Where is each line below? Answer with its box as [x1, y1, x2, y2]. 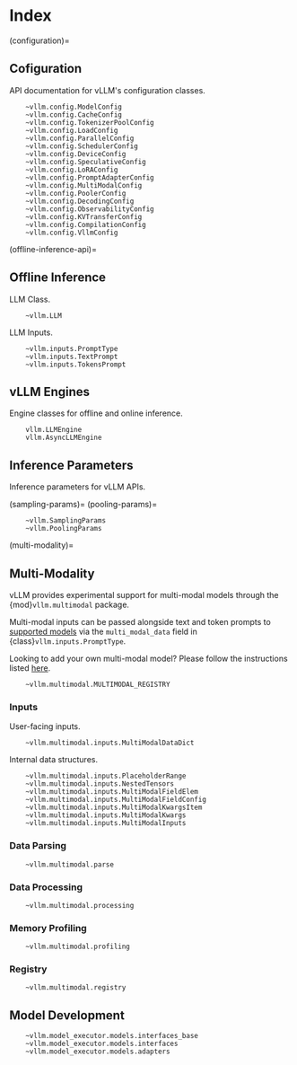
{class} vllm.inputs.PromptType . [9, 636, 127, 647]
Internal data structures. [9, 754, 99, 765]
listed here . [9, 663, 51, 673]
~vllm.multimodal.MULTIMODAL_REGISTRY [25, 680, 170, 689]
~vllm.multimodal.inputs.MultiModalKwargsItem [25, 803, 203, 813]
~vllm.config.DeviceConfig [25, 149, 127, 158]
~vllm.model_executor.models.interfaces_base [25, 1032, 199, 1041]
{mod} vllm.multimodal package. [9, 599, 130, 610]
